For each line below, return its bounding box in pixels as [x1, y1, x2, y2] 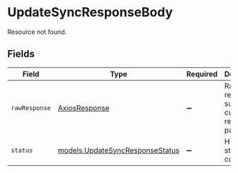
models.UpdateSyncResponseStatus [57, 145, 180, 155]
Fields [7, 48, 35, 60]
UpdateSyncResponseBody [7, 4, 174, 20]
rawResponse [11, 104, 52, 112]
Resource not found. [7, 28, 67, 36]
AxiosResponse [57, 103, 110, 113]
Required [186, 68, 218, 78]
